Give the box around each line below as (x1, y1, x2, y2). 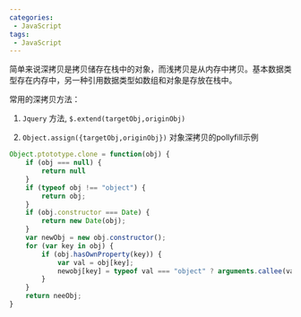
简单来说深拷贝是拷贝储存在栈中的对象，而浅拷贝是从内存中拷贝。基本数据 (9, 64, 284, 74)
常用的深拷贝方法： (9, 94, 81, 105)
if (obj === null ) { (25, 158, 102, 167)
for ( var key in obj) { (25, 241, 115, 251)
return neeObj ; (25, 292, 82, 301)
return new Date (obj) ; (41, 217, 126, 226)
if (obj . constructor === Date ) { (25, 208, 150, 218)
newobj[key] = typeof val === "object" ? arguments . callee (56, 266, 282, 276)
